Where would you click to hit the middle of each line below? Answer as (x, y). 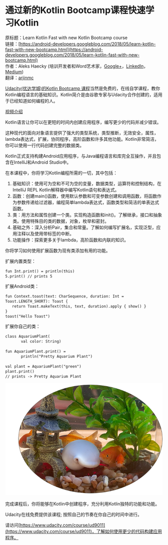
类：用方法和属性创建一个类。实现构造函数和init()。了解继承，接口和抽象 (87, 215)
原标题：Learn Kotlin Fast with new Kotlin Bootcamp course (66, 38)
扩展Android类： (22, 286)
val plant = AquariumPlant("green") (43, 366)
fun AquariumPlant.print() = (35, 351)
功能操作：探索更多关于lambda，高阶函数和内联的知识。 (70, 240)
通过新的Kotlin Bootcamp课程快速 (75, 10)
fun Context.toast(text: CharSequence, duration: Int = (64, 296)
